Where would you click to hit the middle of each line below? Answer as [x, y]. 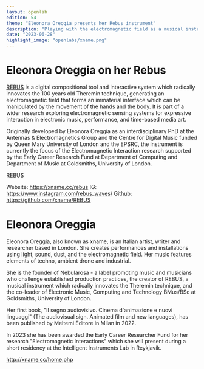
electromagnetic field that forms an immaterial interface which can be [93, 100]
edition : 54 [21, 18]
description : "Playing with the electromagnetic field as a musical [95, 29]
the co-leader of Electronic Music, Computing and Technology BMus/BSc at [101, 292]
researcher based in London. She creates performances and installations [97, 247]
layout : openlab [27, 12]
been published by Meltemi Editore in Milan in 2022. [71, 323]
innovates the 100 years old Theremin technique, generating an [85, 93]
